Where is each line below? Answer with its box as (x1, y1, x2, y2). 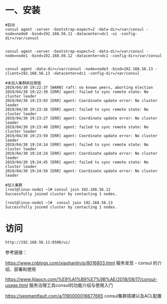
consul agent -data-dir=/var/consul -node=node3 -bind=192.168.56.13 (5, 66, 153, 71)
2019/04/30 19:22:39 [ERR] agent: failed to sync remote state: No (5, 89, 149, 94)
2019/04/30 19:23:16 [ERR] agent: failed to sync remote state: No (5, 107, 149, 112)
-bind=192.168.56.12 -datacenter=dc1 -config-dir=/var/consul (29, 53, 162, 58)
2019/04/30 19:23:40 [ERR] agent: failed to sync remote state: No (5, 124, 149, 130)
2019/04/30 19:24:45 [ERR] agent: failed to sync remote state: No (5, 159, 149, 165)
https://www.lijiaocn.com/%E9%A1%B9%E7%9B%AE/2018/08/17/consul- (5, 276, 157, 282)
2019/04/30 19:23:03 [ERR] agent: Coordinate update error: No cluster (5, 98, 157, 103)
